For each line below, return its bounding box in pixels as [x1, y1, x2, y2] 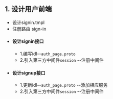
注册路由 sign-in [12, 26, 47, 32]
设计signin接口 [12, 38, 44, 44]
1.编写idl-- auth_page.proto [19, 51, 76, 57]
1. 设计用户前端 [5, 5, 52, 14]
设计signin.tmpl [12, 19, 44, 26]
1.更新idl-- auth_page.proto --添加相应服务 [19, 82, 108, 88]
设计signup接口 [12, 69, 46, 76]
